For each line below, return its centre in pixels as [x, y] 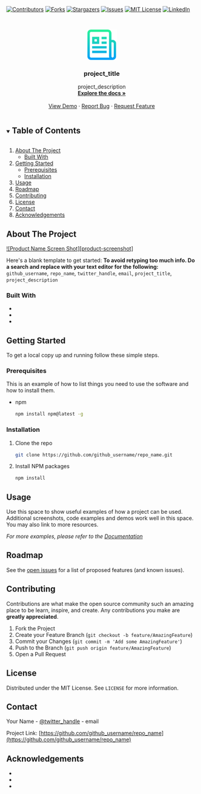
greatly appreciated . [32, 616]
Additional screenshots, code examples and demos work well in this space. [100, 518]
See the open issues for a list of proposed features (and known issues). [95, 570]
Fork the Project [35, 628]
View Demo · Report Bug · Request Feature [102, 106]
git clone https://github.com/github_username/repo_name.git [94, 455]
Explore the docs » [102, 93]
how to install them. [31, 391]
